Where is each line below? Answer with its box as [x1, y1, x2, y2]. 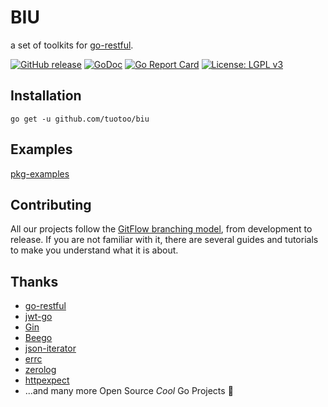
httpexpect [24, 374, 70, 386]
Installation [10, 87, 82, 105]
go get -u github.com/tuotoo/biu [10, 114, 150, 124]
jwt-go [24, 311, 53, 323]
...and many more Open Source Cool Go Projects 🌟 [24, 385, 234, 397]
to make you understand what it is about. [10, 244, 179, 256]
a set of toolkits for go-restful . [10, 39, 134, 51]
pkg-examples [10, 167, 70, 180]
